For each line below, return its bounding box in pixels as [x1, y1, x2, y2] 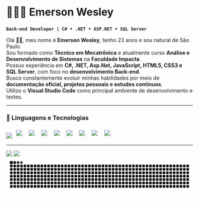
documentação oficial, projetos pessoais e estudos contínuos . [6, 80, 163, 88]
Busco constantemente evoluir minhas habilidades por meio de [6, 74, 160, 81]
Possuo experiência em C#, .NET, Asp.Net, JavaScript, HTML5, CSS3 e [6, 62, 182, 69]
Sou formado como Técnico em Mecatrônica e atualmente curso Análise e [6, 49, 190, 56]
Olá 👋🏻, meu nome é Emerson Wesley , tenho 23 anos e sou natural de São [6, 36, 190, 43]
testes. [6, 93, 23, 100]
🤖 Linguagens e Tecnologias [6, 113, 89, 122]
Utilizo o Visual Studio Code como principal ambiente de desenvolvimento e [6, 87, 193, 94]
